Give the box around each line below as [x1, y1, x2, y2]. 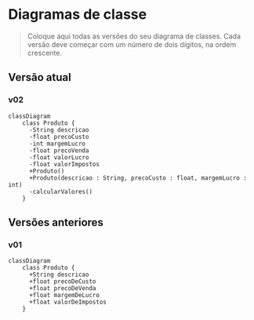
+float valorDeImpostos [28, 298, 107, 307]
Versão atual [8, 71, 72, 84]
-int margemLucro [28, 140, 86, 147]
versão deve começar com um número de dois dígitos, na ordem [27, 39, 237, 49]
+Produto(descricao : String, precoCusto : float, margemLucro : [28, 174, 247, 182]
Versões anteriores [8, 216, 104, 229]
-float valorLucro [28, 153, 89, 162]
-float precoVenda [28, 147, 89, 155]
